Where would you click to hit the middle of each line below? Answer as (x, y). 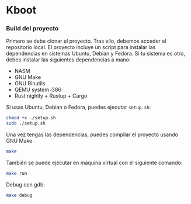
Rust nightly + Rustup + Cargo (51, 96)
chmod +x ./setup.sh (31, 118)
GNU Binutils (30, 84)
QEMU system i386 (38, 90)
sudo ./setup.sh (26, 123)
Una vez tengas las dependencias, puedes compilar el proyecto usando (92, 134)
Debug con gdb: (26, 184)
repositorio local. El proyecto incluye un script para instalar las (81, 47)
